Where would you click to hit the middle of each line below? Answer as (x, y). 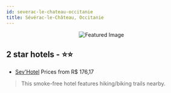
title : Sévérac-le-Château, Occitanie (55, 18)
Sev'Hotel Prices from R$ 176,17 (54, 72)
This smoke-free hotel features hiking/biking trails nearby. (93, 84)
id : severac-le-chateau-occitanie (50, 12)
